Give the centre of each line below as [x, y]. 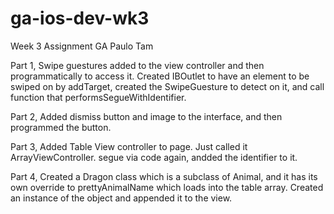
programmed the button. [61, 127]
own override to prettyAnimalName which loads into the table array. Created [167, 187]
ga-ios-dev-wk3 [80, 18]
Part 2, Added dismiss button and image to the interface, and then [146, 116]
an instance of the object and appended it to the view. [121, 198]
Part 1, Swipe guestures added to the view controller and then [137, 65]
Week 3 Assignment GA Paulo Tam [82, 46]
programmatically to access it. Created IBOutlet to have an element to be [160, 76]
